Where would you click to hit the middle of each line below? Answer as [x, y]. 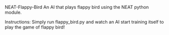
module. [13, 12]
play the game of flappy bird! [35, 27]
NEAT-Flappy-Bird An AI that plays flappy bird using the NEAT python [77, 7]
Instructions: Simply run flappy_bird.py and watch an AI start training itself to [84, 22]
